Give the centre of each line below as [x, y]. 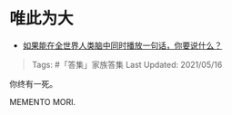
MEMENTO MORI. [43, 101]
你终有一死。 [33, 83]
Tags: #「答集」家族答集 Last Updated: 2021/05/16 [127, 64]
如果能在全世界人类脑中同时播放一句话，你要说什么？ [122, 45]
